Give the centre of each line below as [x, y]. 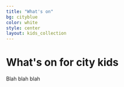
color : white [22, 22]
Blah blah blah [23, 79]
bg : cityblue [22, 17]
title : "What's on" [30, 11]
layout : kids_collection [36, 34]
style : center [23, 28]
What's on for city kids [62, 63]
